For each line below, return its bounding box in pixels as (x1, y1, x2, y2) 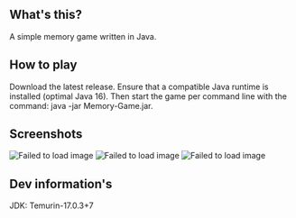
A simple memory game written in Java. (9, 31, 157, 41)
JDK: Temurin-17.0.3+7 (9, 200, 94, 211)
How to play (9, 58, 78, 73)
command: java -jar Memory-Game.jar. (9, 100, 153, 111)
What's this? (9, 7, 83, 23)
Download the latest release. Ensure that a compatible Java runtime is (9, 81, 269, 92)
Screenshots (9, 126, 83, 142)
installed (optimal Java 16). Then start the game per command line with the (9, 90, 287, 102)
